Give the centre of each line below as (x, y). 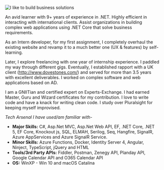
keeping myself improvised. (33, 108)
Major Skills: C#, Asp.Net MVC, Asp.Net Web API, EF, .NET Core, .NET (83, 127)
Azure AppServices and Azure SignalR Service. (60, 137)
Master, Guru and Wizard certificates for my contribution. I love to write (77, 97)
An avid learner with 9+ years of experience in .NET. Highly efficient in (76, 17)
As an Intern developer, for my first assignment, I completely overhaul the (79, 42)
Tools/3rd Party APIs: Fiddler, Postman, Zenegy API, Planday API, (79, 152)
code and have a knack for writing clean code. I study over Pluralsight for (79, 102)
